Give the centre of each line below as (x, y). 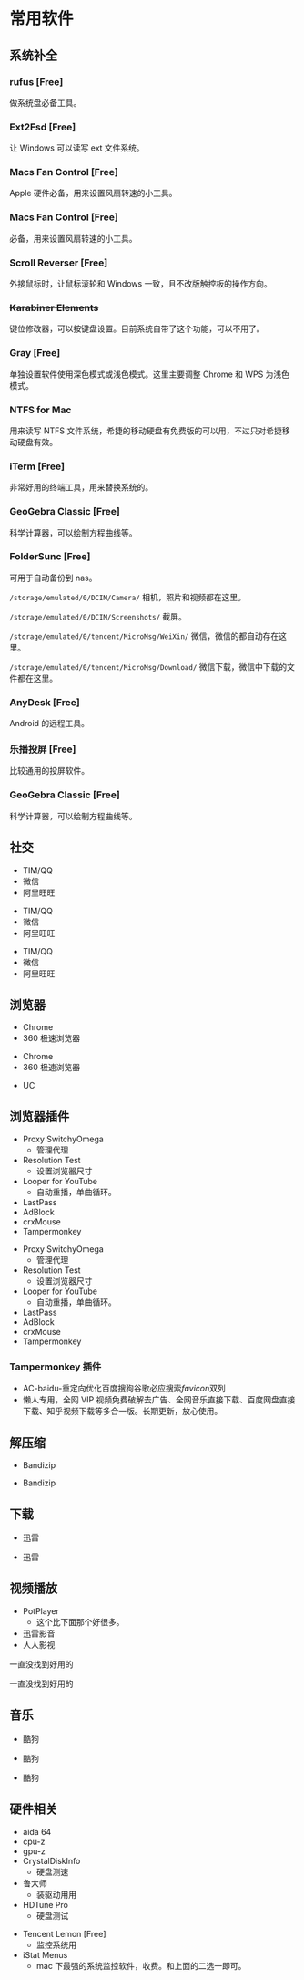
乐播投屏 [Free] (43, 749)
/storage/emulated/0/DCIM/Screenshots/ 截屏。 (98, 616)
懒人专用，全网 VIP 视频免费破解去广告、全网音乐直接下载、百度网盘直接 (159, 1400)
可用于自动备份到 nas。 (53, 578)
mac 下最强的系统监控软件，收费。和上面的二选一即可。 (141, 1965)
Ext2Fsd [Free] (43, 127)
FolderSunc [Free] (50, 557)
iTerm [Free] (37, 466)
